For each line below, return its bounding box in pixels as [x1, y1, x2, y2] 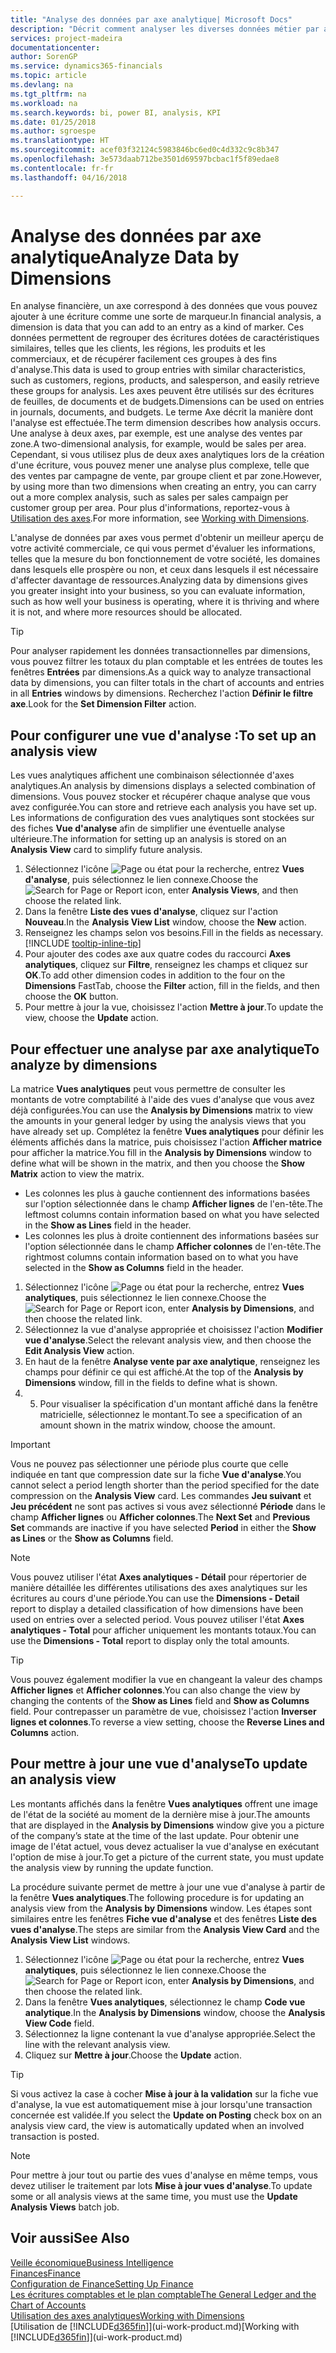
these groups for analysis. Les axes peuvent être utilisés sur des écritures [10, 385, 315, 397]
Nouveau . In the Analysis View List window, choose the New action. [24, 916, 307, 928]
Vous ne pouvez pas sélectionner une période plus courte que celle [10, 1458, 289, 1470]
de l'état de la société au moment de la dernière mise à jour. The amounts [10, 1808, 311, 1820]
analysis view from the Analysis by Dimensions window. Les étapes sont [10, 1902, 313, 1914]
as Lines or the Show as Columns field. [10, 1532, 174, 1545]
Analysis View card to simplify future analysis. [10, 844, 203, 856]
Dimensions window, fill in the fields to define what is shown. [24, 1377, 278, 1389]
